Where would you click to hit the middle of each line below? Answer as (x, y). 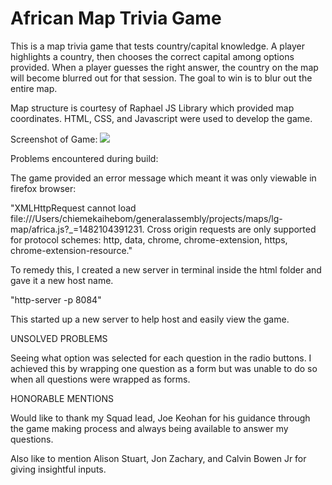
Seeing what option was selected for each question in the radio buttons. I (161, 358)
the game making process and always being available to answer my (149, 428)
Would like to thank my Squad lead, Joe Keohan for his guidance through (160, 418)
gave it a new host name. (62, 280)
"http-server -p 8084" (56, 299)
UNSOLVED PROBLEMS (59, 338)
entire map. (34, 88)
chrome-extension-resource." (71, 250)
